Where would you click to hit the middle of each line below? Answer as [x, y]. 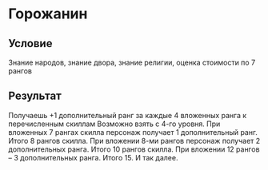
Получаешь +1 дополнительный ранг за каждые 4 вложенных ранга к [128, 115]
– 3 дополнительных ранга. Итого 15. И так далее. [93, 157]
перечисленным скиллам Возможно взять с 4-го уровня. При [114, 124]
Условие [30, 43]
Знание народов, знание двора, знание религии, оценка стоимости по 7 [132, 62]
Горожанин [48, 14]
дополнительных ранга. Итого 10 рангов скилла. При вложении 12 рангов [134, 149]
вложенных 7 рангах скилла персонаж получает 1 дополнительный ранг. [133, 132]
